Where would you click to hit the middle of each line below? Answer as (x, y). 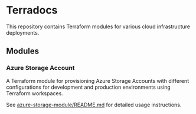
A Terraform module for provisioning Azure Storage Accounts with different (98, 81)
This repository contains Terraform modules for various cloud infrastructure (98, 26)
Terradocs (32, 10)
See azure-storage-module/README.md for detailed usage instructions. (94, 105)
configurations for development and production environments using (89, 87)
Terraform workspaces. (35, 93)
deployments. (23, 32)
